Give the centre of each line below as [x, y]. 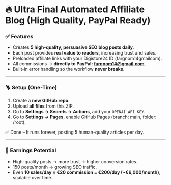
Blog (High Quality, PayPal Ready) [78, 21]
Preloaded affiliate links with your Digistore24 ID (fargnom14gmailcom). [87, 58]
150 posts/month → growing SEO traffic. [55, 167]
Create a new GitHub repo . [41, 100]
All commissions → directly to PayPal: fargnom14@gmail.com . [79, 64]
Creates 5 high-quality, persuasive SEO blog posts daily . [73, 47]
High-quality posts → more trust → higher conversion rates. [75, 162]
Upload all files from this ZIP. [43, 106]
